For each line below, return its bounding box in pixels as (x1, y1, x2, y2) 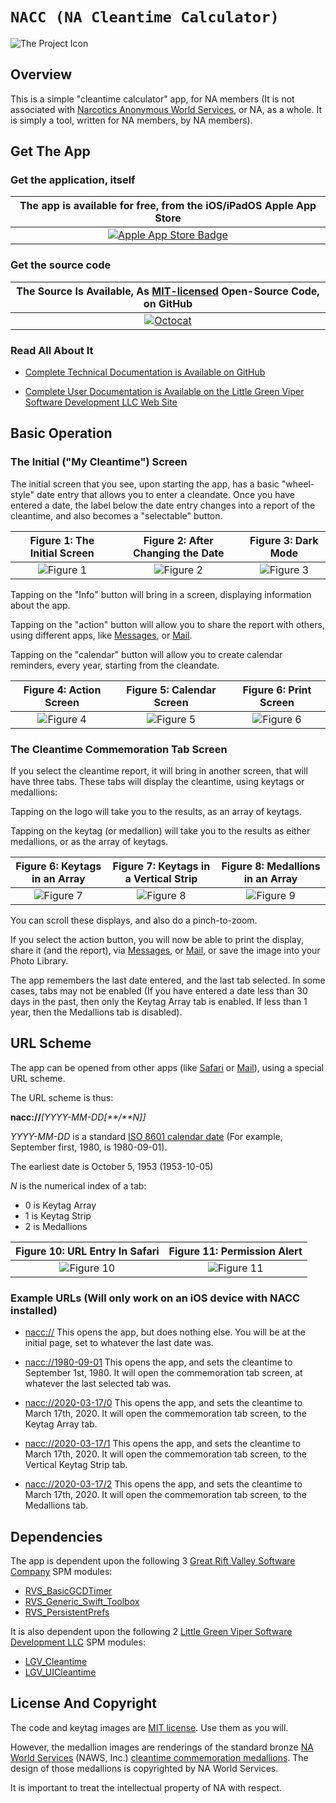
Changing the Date (132, 546, 225, 560)
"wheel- (281, 478, 315, 490)
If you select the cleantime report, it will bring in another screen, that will (10, 765, 308, 777)
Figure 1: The (29, 533, 95, 547)
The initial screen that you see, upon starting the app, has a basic (10, 478, 280, 490)
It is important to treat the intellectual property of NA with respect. (10, 1781, 283, 1793)
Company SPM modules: (10, 1565, 113, 1577)
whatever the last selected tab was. (24, 1378, 172, 1390)
